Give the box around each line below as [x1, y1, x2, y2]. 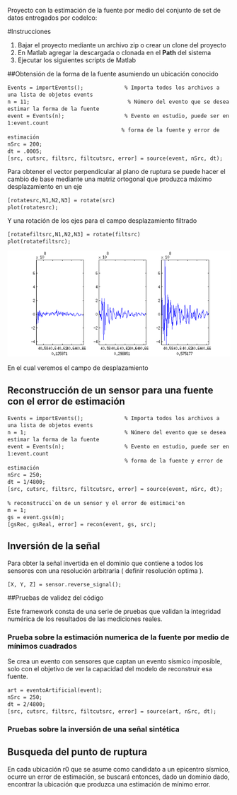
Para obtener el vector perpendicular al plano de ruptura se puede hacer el [7, 168, 226, 175]
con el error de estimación [7, 395, 125, 407]
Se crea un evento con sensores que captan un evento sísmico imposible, [7, 657, 223, 666]
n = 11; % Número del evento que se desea [7, 98, 230, 105]
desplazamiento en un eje [7, 182, 83, 190]
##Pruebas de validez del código [7, 593, 104, 602]
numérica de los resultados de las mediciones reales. [7, 615, 163, 623]
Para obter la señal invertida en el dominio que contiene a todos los [7, 559, 204, 567]
